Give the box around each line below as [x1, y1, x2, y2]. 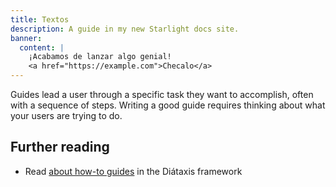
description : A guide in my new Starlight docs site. [10, 24, 240, 34]
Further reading [10, 139, 110, 156]
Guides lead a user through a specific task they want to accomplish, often [10, 89, 314, 100]
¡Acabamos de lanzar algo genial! [28, 52, 172, 62]
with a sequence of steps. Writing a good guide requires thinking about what [10, 99, 326, 111]
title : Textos [10, 14, 70, 25]
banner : [10, 33, 43, 43]
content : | [19, 42, 65, 53]
